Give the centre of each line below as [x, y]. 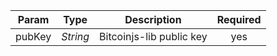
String [75, 36]
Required [239, 19]
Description [153, 19]
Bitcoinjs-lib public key [153, 36]
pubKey [33, 36]
